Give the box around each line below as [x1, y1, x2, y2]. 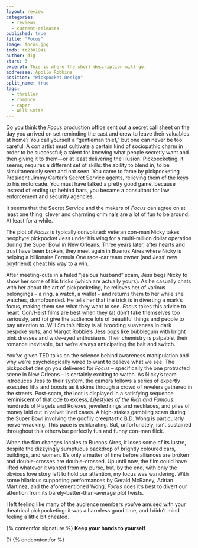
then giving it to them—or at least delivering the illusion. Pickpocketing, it [6, 155, 184, 163]
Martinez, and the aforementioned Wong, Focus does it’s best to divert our [6, 483, 187, 490]
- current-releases [11, 25, 60, 31]
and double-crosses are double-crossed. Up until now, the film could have [6, 458, 187, 465]
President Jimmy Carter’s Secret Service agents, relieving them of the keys [6, 174, 189, 181]
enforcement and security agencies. [6, 193, 95, 200]
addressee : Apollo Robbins [6, 69, 73, 75]
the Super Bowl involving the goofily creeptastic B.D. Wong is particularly [6, 415, 184, 422]
